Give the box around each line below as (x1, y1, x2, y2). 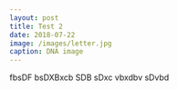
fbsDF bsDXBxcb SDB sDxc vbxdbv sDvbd (9, 72, 170, 83)
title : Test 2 (9, 22, 64, 31)
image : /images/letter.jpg (9, 38, 112, 48)
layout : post (9, 13, 59, 23)
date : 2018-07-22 (9, 30, 76, 39)
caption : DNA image (9, 47, 84, 56)
